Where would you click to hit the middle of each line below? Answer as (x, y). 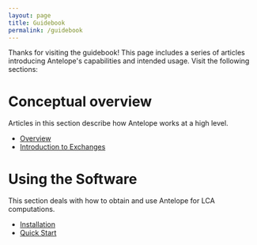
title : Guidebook (37, 23)
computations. (32, 209)
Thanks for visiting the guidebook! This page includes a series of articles (127, 53)
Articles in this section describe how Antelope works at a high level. (118, 123)
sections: (23, 70)
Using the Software (73, 179)
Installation (38, 224)
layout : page (30, 15)
